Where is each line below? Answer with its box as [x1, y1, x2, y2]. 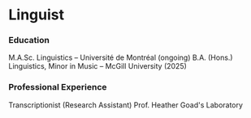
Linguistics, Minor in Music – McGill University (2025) [8, 61, 187, 71]
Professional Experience [8, 82, 107, 93]
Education [8, 35, 50, 46]
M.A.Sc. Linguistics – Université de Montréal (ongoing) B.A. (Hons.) [8, 53, 233, 62]
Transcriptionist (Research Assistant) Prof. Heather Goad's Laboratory [8, 99, 244, 110]
